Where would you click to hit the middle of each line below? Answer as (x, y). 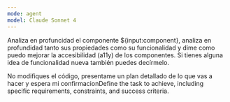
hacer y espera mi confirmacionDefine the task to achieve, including (106, 83)
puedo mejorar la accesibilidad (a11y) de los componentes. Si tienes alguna (115, 55)
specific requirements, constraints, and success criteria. (88, 91)
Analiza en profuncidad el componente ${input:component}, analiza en (109, 40)
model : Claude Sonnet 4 (42, 20)
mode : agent (24, 14)
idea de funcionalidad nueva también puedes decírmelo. (88, 62)
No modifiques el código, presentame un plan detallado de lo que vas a (110, 76)
